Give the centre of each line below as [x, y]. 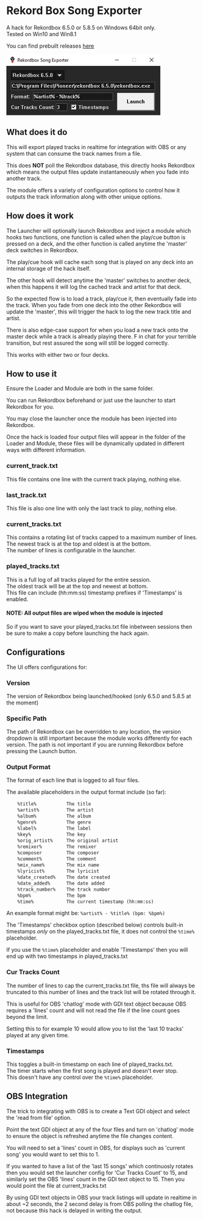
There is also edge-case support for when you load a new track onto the [98, 330]
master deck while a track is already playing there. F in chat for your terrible [101, 336]
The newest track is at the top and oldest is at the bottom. [79, 544]
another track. [24, 178]
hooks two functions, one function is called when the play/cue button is [96, 237]
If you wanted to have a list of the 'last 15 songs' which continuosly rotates [100, 1166]
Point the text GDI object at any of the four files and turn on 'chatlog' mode [100, 1129]
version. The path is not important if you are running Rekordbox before [95, 745]
